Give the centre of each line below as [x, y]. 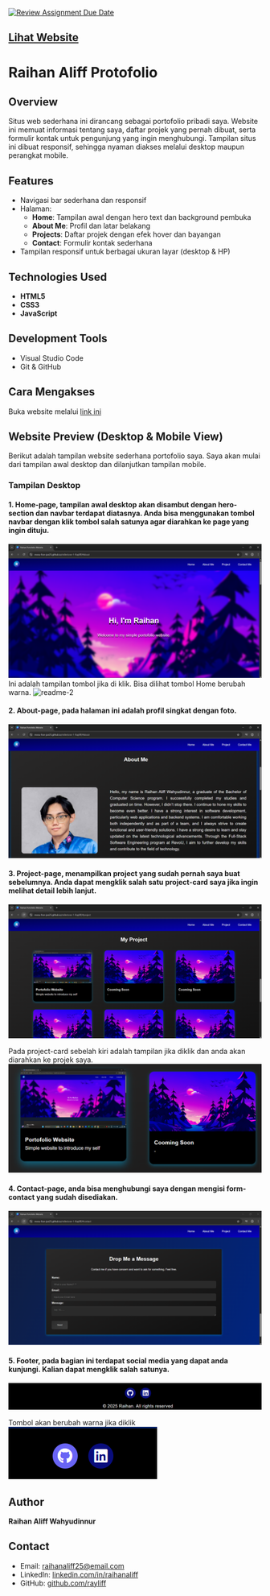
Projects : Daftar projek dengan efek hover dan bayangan [126, 234]
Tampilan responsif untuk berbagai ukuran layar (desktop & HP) [125, 252]
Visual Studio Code [52, 358]
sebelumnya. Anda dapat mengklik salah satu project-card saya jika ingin [133, 883]
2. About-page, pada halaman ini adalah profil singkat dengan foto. [123, 711]
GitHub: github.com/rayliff [63, 1583]
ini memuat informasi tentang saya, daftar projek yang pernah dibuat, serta [132, 130]
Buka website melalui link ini [55, 411]
